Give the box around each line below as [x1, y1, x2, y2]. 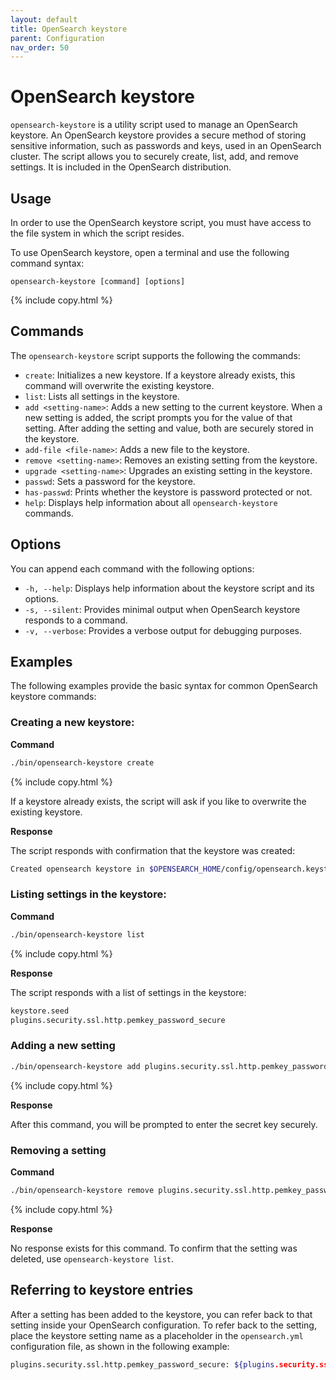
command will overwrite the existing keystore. [24, 379, 215, 391]
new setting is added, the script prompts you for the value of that [24, 411, 293, 423]
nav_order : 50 [10, 42, 70, 53]
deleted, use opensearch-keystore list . [10, 1252, 175, 1265]
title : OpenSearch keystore [10, 24, 128, 34]
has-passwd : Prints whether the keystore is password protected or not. [24, 486, 313, 498]
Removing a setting [10, 1143, 107, 1157]
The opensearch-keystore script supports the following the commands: [10, 349, 301, 361]
